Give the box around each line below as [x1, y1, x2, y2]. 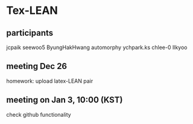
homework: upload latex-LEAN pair [6, 77, 93, 85]
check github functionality [6, 111, 71, 118]
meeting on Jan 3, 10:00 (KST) [6, 95, 123, 105]
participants [6, 28, 54, 38]
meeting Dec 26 [6, 61, 68, 71]
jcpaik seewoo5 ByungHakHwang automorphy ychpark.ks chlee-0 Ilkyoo [6, 44, 188, 51]
